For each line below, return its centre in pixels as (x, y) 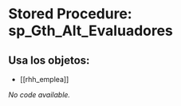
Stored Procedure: (71, 14)
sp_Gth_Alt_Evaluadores (91, 31)
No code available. (39, 95)
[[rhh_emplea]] (44, 79)
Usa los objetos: (49, 60)
